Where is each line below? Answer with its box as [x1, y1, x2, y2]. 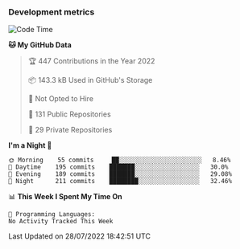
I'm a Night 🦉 [8, 141, 52, 150]
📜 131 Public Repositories [27, 109, 111, 119]
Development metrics [8, 6, 95, 18]
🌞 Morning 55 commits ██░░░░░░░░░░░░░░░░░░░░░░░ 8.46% [8, 156, 231, 165]
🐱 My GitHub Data [8, 40, 72, 50]
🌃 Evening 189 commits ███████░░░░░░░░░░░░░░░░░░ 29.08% [8, 170, 232, 178]
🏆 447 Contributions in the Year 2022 [27, 56, 155, 66]
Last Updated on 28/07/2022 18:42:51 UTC [8, 231, 151, 241]
